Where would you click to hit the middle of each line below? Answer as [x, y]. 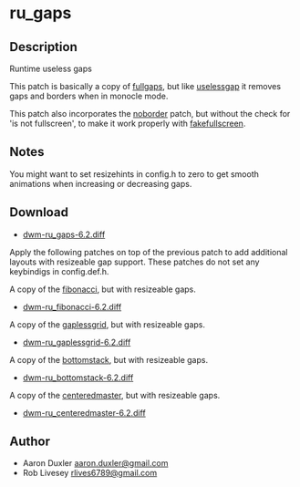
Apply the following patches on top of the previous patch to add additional [149, 252]
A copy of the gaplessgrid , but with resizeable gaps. [108, 324]
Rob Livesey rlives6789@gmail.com [90, 473]
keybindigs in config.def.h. [59, 271]
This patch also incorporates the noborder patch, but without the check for [150, 114]
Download [39, 212]
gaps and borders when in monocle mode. [89, 96]
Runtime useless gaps [51, 68]
